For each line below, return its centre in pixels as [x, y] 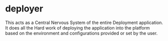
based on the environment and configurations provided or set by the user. [81, 33]
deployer [24, 9]
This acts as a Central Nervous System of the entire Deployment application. [84, 22]
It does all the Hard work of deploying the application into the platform [78, 27]
